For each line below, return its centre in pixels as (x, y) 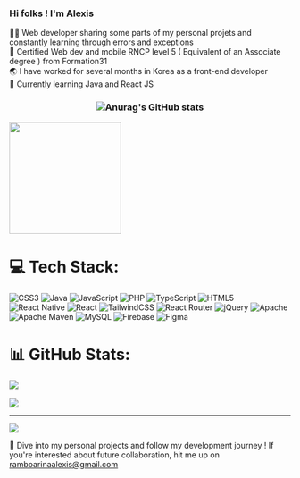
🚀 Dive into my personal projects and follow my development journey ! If (142, 446)
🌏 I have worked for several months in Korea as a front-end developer (139, 71)
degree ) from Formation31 (58, 62)
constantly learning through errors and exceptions (101, 42)
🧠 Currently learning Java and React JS (82, 84)
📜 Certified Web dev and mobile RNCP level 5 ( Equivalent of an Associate (145, 52)
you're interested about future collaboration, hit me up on (115, 455)
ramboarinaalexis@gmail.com (64, 465)
